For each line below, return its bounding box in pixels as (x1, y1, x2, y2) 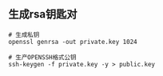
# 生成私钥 (8, 30, 40, 38)
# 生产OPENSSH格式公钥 (8, 53, 77, 62)
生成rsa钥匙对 (8, 7, 78, 22)
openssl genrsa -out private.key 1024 (8, 38, 137, 46)
